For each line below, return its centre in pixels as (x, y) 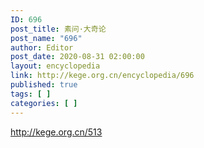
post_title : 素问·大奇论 (58, 29)
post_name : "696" (46, 38)
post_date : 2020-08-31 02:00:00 (77, 57)
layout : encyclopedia (55, 66)
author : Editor (42, 47)
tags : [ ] (31, 94)
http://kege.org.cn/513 (56, 132)
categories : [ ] (44, 103)
